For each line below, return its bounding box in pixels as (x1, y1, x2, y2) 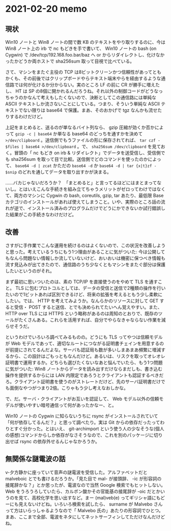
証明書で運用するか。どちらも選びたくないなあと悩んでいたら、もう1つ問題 (5, 359, 163, 366)
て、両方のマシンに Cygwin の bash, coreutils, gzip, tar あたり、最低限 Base (5, 192, 164, 199)
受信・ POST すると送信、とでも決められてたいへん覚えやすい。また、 (14, 304, 162, 310)
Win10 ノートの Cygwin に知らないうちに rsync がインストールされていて (5, 413, 159, 419)
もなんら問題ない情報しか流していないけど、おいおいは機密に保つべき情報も (5, 255, 165, 261)
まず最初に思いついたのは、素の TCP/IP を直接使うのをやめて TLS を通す (5, 278, 158, 285)
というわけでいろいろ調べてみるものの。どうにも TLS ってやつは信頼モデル (5, 334, 163, 340)
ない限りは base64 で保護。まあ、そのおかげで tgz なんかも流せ (22, 107, 158, 113)
